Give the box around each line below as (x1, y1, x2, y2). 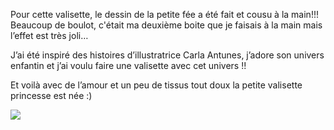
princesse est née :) (10, 90, 93, 101)
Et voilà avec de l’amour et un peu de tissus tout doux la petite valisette (10, 79, 303, 91)
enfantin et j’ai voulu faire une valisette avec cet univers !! (10, 60, 247, 71)
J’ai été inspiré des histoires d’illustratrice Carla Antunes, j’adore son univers (10, 49, 325, 61)
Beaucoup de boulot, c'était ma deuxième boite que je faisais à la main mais (10, 19, 323, 31)
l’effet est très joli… (10, 30, 89, 41)
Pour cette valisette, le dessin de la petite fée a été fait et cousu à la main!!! (10, 9, 319, 20)
